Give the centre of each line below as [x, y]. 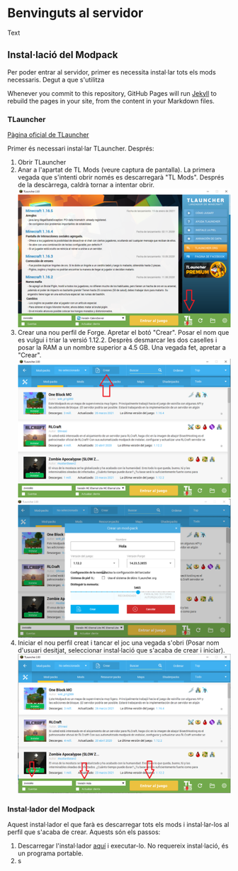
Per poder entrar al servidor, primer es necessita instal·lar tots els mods [112, 72]
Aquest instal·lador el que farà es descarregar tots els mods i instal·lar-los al [118, 825]
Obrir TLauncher [42, 162]
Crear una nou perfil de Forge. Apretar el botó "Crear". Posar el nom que [123, 333]
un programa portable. [50, 853]
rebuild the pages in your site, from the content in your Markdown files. [111, 101]
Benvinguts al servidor [75, 13]
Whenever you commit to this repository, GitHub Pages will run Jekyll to [112, 93]
